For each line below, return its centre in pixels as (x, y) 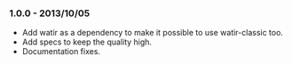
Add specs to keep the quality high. (87, 42)
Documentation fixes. (61, 52)
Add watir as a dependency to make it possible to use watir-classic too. (153, 33)
